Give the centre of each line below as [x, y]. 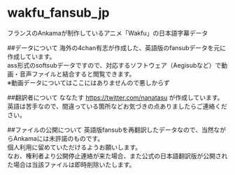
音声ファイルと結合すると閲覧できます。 [77, 74]
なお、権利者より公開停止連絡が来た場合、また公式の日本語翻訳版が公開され [117, 155]
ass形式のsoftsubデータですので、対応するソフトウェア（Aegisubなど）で [114, 65]
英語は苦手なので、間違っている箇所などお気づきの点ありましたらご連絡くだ [117, 106]
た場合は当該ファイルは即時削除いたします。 [71, 165]
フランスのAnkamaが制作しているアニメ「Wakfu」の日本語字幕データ [108, 33]
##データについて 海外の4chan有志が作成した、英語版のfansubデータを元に [117, 47]
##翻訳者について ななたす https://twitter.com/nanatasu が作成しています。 [115, 97]
